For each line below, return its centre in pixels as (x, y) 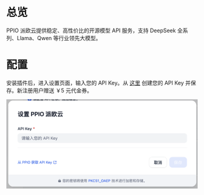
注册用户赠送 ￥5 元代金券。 (57, 90)
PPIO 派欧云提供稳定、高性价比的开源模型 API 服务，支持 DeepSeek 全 (95, 30)
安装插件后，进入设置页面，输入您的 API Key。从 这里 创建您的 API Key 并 (99, 83)
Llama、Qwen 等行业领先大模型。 (59, 38)
